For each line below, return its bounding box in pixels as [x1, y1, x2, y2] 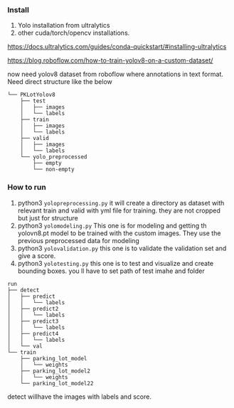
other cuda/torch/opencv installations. [17, 28, 130, 37]
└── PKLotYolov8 [7, 91, 55, 99]
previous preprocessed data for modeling [17, 236, 140, 245]
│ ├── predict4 [7, 330, 59, 337]
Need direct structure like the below [7, 77, 112, 86]
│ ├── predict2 [7, 305, 59, 312]
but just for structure [17, 213, 78, 222]
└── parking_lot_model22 [20, 380, 94, 387]
